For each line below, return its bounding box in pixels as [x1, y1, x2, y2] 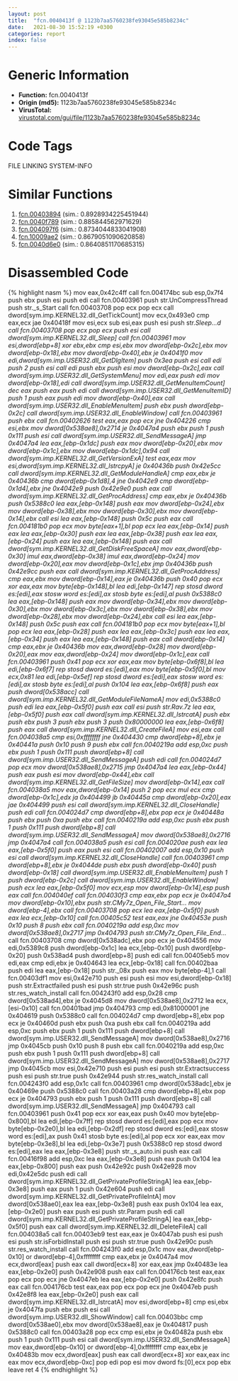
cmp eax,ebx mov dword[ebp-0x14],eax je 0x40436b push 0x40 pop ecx [8, 574, 223, 583]
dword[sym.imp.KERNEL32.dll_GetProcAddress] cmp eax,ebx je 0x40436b [8, 491, 227, 500]
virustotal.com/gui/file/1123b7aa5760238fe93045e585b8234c [18, 113, 200, 122]
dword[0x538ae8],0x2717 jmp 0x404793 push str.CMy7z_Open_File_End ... [8, 928, 227, 936]
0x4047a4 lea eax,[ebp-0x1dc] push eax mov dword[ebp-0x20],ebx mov [8, 439, 222, 447]
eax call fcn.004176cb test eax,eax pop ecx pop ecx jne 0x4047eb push [8, 1282, 218, 1291]
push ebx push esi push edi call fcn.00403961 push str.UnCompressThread [8, 296, 228, 304]
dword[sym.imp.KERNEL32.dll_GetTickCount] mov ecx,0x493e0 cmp [8, 311, 210, 319]
